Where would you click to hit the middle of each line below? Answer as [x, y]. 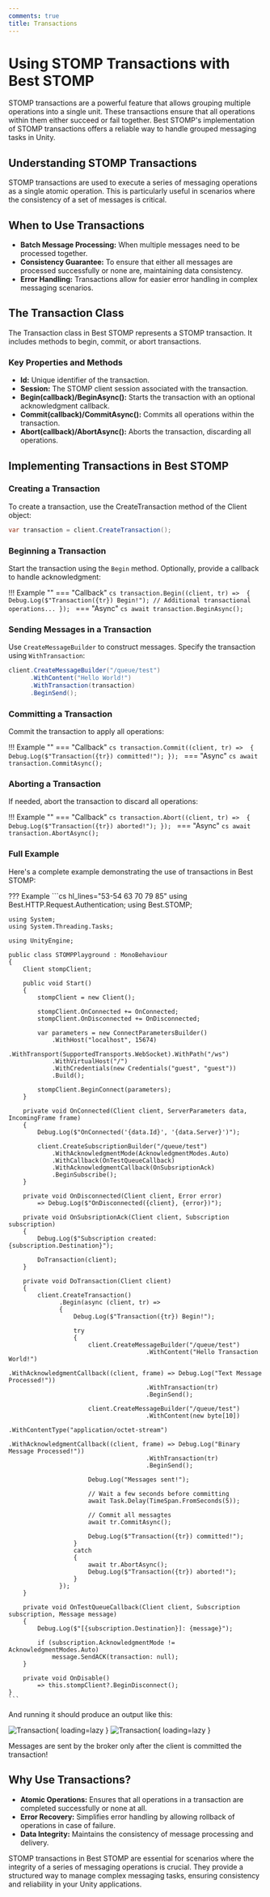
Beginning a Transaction [57, 550]
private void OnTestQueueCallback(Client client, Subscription [132, 1607]
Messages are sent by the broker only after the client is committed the [125, 1745]
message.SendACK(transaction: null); [115, 1657]
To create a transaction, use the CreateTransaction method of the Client [128, 506]
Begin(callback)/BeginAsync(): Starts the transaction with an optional [137, 397]
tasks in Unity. [32, 138]
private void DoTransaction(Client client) [97, 1281]
